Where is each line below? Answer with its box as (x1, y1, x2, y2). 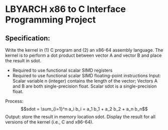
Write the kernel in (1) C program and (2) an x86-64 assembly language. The (5, 47, 163, 53)
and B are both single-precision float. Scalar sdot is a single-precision (12, 83, 157, 89)
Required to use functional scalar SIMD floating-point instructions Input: (12, 73, 161, 78)
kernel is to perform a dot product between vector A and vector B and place (5, 52, 162, 58)
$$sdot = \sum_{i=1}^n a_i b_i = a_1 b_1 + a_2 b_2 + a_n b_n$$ (21, 106, 148, 112)
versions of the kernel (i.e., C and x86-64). (5, 119, 94, 125)
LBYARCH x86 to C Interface (5, 3, 126, 15)
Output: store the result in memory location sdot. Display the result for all (5, 114, 155, 120)
